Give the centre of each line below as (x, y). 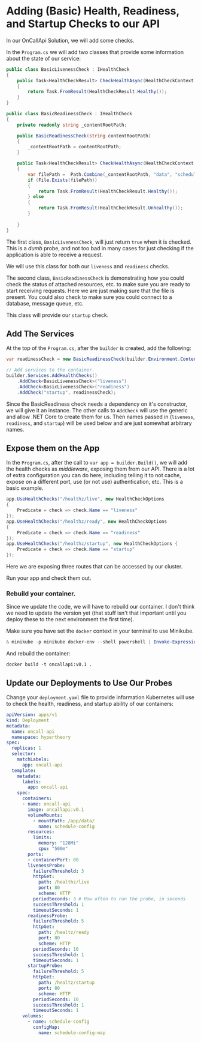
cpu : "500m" (53, 849)
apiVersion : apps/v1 (32, 715)
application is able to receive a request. (55, 254)
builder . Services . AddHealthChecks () (52, 376)
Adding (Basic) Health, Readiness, (93, 11)
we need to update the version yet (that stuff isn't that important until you (96, 613)
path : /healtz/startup (66, 983)
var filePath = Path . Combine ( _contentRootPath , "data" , (100, 174)
